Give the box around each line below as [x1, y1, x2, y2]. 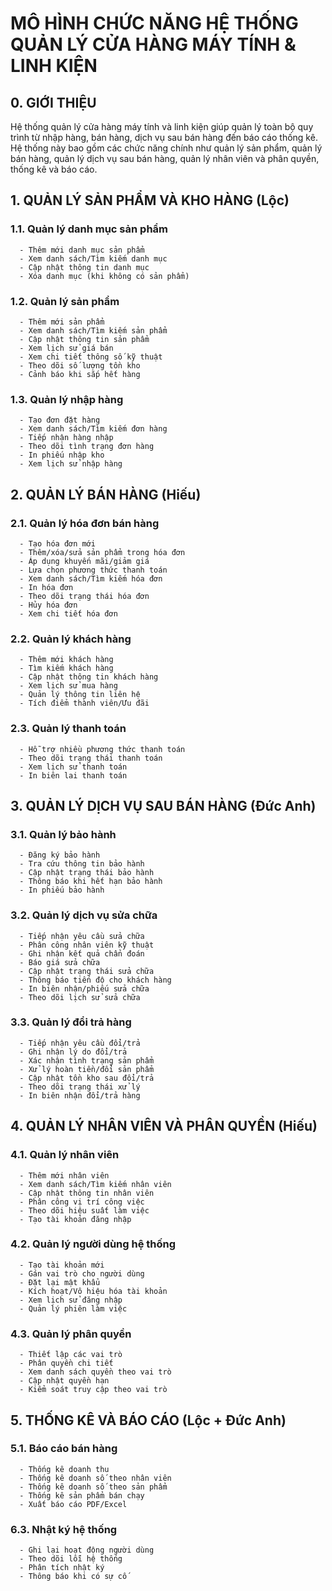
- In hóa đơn [19, 582, 74, 592]
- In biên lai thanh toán [19, 770, 128, 781]
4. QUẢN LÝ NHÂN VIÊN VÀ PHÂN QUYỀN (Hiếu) [10, 1118, 318, 1135]
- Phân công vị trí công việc [19, 1197, 145, 1207]
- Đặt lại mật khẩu [19, 1277, 101, 1287]
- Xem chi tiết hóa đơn [19, 608, 118, 619]
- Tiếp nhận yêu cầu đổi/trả [19, 1038, 141, 1048]
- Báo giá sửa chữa [19, 957, 101, 967]
